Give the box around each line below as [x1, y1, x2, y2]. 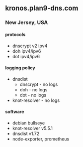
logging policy [5, 65, 36, 71]
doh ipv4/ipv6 [12, 48, 41, 54]
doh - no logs [19, 86, 48, 92]
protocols [5, 31, 26, 37]
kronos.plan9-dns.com [5, 4, 79, 13]
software [5, 109, 24, 115]
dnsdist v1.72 [12, 130, 40, 136]
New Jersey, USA [5, 19, 48, 26]
